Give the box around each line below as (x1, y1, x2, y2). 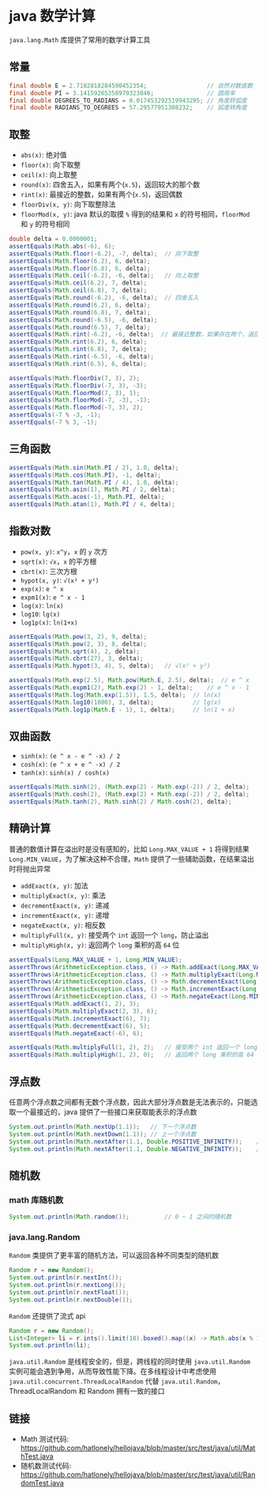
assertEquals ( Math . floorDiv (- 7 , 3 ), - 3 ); (9, 381, 148, 390)
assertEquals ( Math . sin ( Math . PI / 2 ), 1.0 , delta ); (9, 463, 179, 471)
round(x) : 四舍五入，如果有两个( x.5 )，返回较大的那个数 (20, 179, 200, 190)
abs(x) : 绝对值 (20, 150, 67, 160)
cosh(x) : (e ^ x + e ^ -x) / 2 (20, 760, 121, 769)
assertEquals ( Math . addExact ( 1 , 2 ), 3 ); (9, 1000, 140, 1008)
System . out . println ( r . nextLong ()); (9, 1282, 126, 1289)
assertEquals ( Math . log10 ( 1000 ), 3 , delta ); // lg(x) (9, 698, 222, 706)
